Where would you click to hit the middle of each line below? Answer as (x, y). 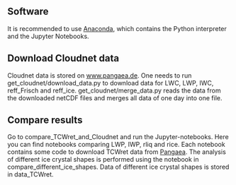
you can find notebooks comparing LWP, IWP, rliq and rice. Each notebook (116, 145)
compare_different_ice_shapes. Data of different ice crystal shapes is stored (118, 167)
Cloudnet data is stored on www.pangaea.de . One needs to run (100, 75)
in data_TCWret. (31, 174)
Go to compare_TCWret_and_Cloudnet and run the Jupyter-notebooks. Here (118, 137)
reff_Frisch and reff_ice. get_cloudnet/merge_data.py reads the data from (114, 90)
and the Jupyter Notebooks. (49, 36)
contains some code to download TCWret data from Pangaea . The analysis (117, 152)
